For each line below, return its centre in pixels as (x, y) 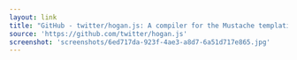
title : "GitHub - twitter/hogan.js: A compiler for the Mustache (132, 26)
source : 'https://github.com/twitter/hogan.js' (99, 34)
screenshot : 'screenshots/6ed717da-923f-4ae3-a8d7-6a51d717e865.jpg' (140, 42)
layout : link (33, 17)
